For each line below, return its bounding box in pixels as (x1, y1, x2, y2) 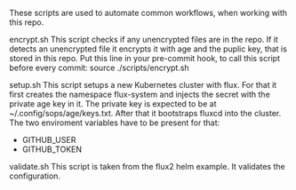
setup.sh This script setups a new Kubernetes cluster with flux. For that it (9, 80, 277, 90)
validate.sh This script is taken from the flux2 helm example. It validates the (9, 162, 286, 171)
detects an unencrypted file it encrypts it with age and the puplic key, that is (9, 44, 287, 54)
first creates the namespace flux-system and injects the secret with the (9, 89, 271, 99)
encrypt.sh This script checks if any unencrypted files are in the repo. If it (9, 35, 278, 44)
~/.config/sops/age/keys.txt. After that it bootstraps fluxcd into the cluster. (9, 108, 282, 118)
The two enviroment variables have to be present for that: (9, 117, 220, 128)
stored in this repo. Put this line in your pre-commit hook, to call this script (9, 53, 280, 63)
